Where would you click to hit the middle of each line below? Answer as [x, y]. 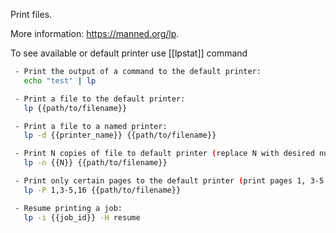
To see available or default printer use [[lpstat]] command [129, 53]
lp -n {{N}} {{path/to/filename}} [95, 163]
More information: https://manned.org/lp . [95, 33]
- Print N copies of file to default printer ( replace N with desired [164, 154]
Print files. [31, 14]
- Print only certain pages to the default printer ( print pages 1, [160, 181]
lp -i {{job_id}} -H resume [82, 217]
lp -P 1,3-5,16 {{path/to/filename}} [102, 190]
